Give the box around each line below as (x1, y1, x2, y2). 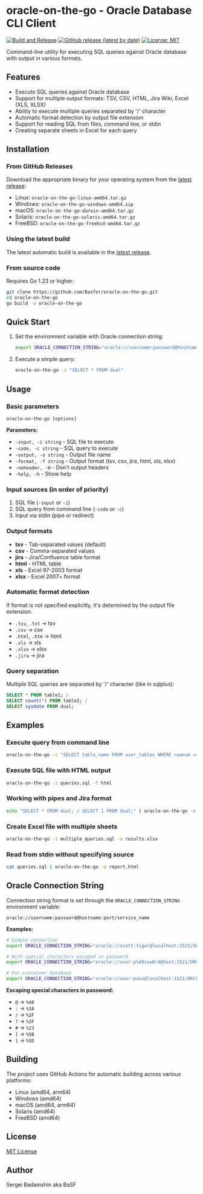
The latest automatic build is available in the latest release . (6, 248, 152, 255)
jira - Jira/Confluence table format (14, 553, 101, 560)
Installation (6, 144, 50, 155)
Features (6, 72, 40, 82)
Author (6, 1165, 33, 1175)
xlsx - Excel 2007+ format (14, 573, 80, 580)
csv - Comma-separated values (14, 547, 95, 554)
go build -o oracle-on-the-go (6, 300, 83, 306)
